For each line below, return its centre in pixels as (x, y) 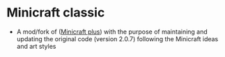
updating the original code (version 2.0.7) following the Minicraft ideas (117, 38)
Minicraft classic (56, 13)
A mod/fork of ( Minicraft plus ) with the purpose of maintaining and (112, 32)
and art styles (36, 46)
